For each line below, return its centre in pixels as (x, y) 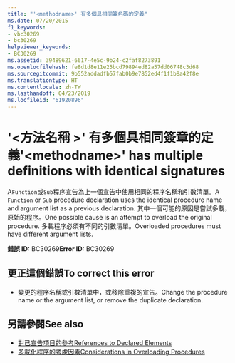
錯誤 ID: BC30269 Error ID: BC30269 (61, 249)
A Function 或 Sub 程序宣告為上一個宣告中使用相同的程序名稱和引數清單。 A (114, 191)
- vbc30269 (23, 34)
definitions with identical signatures (116, 171)
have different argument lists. (51, 234)
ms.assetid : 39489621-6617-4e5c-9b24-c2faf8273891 (84, 61)
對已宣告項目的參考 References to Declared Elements (95, 342)
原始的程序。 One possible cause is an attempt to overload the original (110, 217)
